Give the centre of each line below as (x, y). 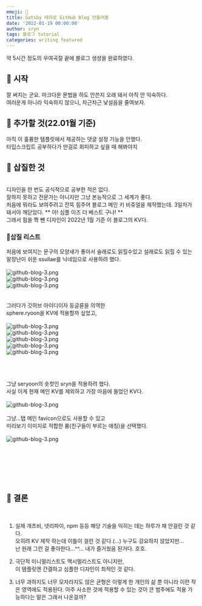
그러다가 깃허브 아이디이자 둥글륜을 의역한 (56, 305)
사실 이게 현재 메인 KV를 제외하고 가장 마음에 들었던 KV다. (75, 391)
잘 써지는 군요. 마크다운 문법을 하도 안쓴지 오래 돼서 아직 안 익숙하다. (87, 95)
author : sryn (23, 29)
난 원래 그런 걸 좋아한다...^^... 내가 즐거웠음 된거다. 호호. (81, 548)
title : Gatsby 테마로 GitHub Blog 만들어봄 (58, 18)
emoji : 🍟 (17, 12)
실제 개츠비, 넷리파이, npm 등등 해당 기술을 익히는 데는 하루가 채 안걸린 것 (102, 525)
